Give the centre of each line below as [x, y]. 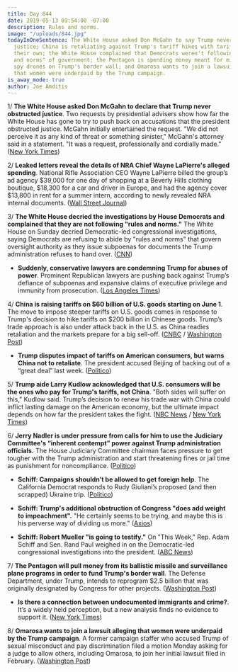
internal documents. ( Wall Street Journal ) [67, 203]
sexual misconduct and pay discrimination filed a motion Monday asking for [118, 646]
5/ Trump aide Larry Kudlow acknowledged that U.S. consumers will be [114, 385]
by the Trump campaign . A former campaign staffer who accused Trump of [118, 639]
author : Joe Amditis [38, 86]
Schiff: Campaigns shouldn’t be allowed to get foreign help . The [113, 479]
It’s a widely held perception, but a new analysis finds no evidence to [118, 610]
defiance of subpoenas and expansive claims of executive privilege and [122, 283]
